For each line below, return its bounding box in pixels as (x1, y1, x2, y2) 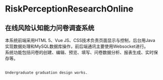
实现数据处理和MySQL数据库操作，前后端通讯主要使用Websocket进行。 (5, 43, 148, 49)
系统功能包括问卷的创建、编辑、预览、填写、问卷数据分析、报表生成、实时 (5, 50, 154, 55)
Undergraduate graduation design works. (5, 70, 88, 75)
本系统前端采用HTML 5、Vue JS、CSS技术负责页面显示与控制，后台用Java (5, 38, 155, 43)
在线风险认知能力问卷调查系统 (5, 24, 95, 32)
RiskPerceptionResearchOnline (5, 3, 133, 14)
